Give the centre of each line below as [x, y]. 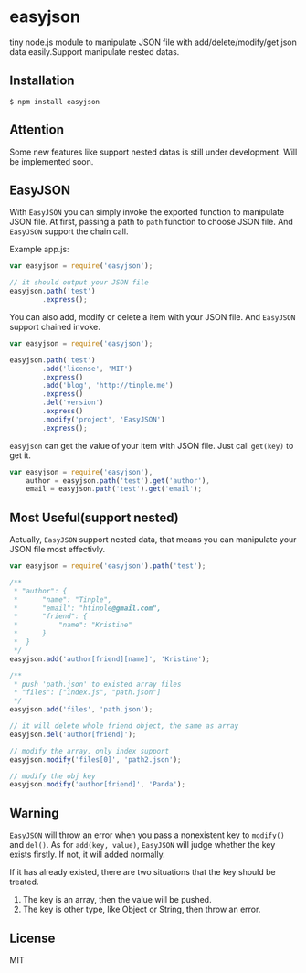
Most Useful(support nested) [95, 517]
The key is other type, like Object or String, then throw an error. [142, 909]
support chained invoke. [55, 326]
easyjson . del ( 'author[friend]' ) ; [73, 734]
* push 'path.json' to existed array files [97, 684]
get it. [21, 455]
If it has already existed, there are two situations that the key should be [142, 872]
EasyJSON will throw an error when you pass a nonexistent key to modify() [147, 835]
